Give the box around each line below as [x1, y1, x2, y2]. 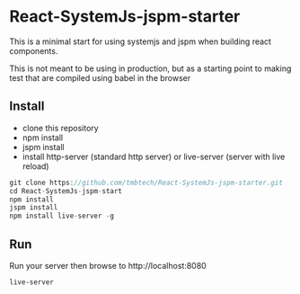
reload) [22, 160, 49, 172]
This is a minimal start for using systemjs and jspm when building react [9, 36, 272, 47]
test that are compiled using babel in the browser [9, 72, 191, 83]
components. [9, 45, 58, 56]
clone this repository [22, 122, 99, 133]
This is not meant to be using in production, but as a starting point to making [9, 63, 292, 74]
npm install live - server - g [9, 211, 115, 221]
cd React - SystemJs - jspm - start [9, 186, 123, 195]
